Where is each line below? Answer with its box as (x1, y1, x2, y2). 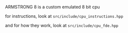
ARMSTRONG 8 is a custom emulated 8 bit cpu (5, 4, 100, 10)
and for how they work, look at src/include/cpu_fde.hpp (5, 22, 119, 28)
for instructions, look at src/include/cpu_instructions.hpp (5, 13, 124, 19)
